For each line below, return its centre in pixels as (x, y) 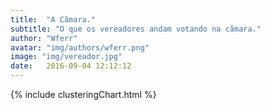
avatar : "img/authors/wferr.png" (80, 47)
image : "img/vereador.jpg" (66, 57)
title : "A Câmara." (53, 19)
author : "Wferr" (44, 38)
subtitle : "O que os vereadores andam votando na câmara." (136, 29)
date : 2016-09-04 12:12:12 (71, 66)
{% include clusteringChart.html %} (83, 94)
